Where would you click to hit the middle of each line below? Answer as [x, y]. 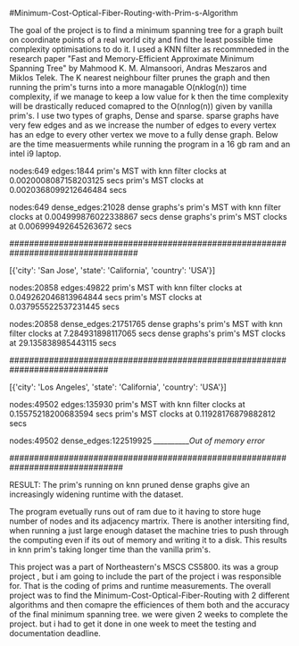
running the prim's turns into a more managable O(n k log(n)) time [128, 87]
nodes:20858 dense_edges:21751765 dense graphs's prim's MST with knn [146, 324]
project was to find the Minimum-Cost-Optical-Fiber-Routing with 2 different [149, 595]
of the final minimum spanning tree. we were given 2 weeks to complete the [149, 614]
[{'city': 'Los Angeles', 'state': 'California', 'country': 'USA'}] [118, 387]
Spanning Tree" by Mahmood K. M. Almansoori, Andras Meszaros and [138, 68]
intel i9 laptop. [35, 154]
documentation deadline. [55, 633]
